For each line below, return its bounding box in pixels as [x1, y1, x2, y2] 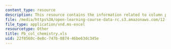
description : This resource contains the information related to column [5, 12, 163, 17]
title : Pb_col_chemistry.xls [5, 31, 67, 36]
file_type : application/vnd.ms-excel [5, 21, 85, 27]
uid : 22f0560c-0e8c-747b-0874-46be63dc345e [5, 36, 99, 41]
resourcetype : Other [5, 27, 49, 32]
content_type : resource [5, 7, 56, 13]
